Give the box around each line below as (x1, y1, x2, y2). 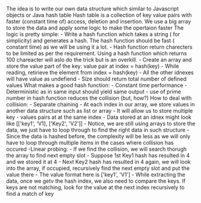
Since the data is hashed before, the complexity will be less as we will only (6, 133, 191, 140)
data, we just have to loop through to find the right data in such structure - (6, 126, 190, 133)
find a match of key (6, 190, 54, 197)
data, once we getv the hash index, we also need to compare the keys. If (6, 177, 186, 184)
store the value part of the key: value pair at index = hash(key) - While (6, 62, 179, 70)
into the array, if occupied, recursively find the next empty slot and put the (6, 165, 190, 172)
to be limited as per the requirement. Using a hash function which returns (6, 50, 187, 56)
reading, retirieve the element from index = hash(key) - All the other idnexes (6, 69, 194, 76)
